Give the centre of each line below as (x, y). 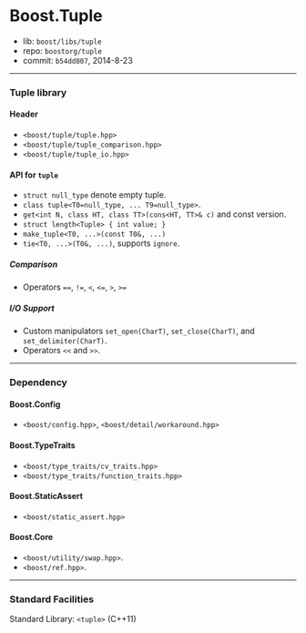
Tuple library (38, 92)
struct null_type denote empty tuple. (94, 195)
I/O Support (32, 308)
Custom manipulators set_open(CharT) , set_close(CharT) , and (138, 331)
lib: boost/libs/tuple (62, 41)
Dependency (39, 383)
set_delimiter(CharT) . (65, 341)
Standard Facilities (51, 599)
